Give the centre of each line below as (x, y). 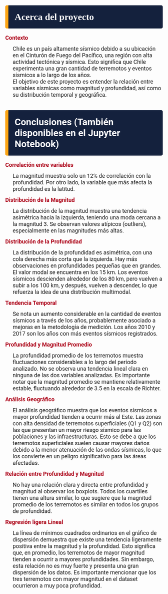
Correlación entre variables (39, 165)
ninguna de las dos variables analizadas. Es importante (81, 375)
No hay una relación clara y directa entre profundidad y (80, 485)
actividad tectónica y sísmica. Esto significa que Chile (79, 62)
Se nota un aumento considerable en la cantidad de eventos (87, 314)
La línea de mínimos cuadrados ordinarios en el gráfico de (84, 533)
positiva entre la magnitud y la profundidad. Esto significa (84, 546)
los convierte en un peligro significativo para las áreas (79, 456)
